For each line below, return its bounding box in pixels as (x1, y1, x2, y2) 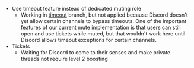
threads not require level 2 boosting (20, 56, 108, 62)
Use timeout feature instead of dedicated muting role (11, 5, 141, 12)
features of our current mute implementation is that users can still (20, 24, 181, 31)
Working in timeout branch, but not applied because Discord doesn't (20, 11, 188, 18)
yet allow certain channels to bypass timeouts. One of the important (20, 18, 187, 24)
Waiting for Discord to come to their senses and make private (20, 49, 171, 56)
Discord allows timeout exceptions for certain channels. (20, 37, 157, 43)
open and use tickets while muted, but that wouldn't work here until (20, 30, 186, 37)
